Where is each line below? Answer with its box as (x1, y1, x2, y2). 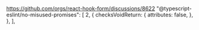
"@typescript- (156, 5, 192, 12)
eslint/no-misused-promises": (6, 11, 81, 18)
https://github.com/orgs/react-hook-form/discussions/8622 (6, 5, 155, 12)
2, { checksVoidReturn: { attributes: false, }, (85, 11, 194, 18)
